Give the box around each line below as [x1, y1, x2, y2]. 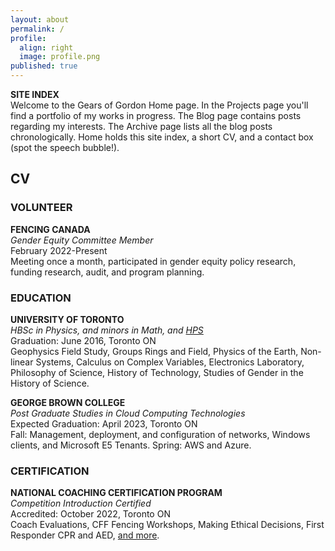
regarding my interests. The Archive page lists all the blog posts [10, 121, 273, 132]
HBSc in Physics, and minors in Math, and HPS [10, 324, 204, 336]
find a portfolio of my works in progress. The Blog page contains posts [10, 110, 302, 121]
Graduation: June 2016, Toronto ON [10, 334, 157, 346]
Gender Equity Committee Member [10, 234, 154, 246]
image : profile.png [19, 52, 101, 62]
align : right [19, 42, 74, 53]
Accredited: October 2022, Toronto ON [10, 508, 171, 520]
